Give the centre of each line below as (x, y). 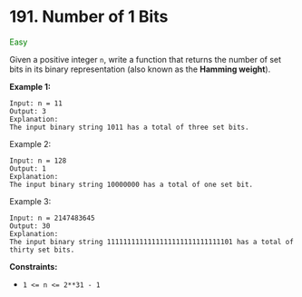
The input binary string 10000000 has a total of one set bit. (132, 184)
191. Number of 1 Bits (89, 17)
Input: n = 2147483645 (52, 218)
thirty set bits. (42, 250)
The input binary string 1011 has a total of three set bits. (129, 127)
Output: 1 (28, 168)
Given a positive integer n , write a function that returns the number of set (146, 59)
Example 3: (30, 201)
